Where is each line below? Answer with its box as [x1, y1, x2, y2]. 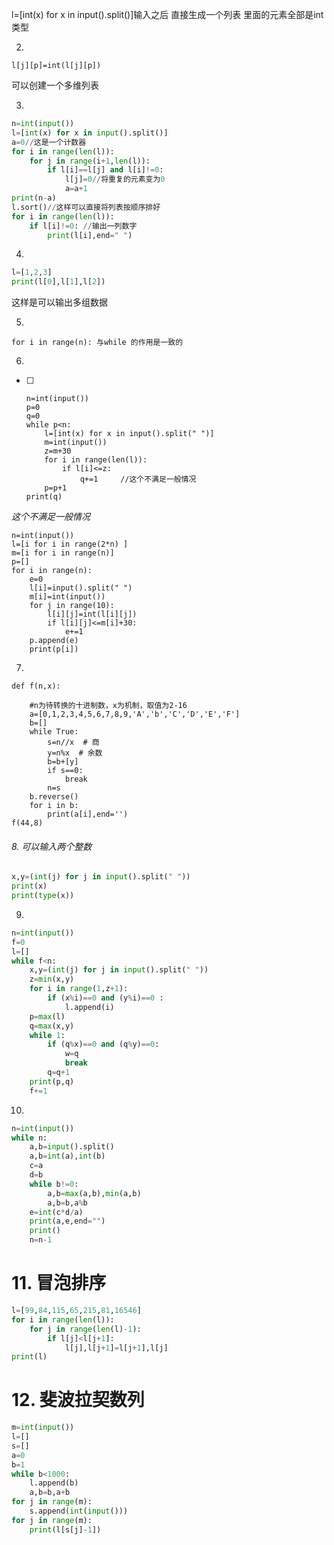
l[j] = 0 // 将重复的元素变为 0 [64, 174, 166, 185]
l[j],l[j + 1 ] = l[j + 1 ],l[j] [64, 1343, 169, 1353]
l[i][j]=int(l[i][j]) [47, 609, 138, 620]
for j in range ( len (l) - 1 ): [29, 1324, 142, 1334]
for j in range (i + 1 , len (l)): [29, 156, 151, 166]
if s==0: [47, 766, 84, 776]
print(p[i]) [29, 644, 79, 655]
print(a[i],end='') [47, 809, 129, 820]
